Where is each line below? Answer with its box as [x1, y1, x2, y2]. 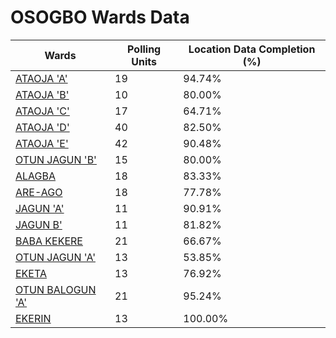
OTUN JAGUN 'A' [15, 250, 96, 264]
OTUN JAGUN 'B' [15, 152, 97, 166]
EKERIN [15, 311, 52, 325]
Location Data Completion [188, 42, 316, 56]
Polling [127, 42, 162, 56]
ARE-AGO [15, 185, 63, 199]
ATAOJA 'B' [15, 87, 70, 101]
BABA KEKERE [15, 234, 83, 248]
